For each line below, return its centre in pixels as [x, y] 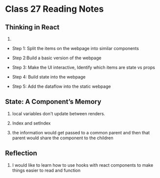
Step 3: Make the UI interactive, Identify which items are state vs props [83, 67]
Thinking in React [32, 27]
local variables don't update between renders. [58, 113]
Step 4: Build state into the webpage [49, 77]
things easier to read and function [46, 170]
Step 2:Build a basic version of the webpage [57, 58]
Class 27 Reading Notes [55, 9]
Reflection [21, 153]
